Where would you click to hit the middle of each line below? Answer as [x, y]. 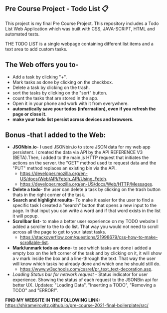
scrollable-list [34, 242]
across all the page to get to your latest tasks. [59, 232]
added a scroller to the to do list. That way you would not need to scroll [85, 226]
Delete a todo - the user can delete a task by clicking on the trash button [86, 189]
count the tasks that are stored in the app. [55, 98]
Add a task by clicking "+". [40, 76]
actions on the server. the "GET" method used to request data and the [84, 163]
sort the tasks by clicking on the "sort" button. [60, 92]
